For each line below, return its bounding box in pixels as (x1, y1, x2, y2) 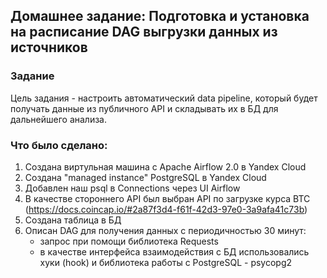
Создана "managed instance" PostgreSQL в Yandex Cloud (24, 171, 267, 183)
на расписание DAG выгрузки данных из (10, 24, 278, 41)
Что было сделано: (10, 138, 108, 152)
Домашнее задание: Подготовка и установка (10, 8, 310, 25)
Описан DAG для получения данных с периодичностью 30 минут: (24, 224, 307, 236)
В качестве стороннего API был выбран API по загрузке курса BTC (24, 192, 311, 204)
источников (10, 39, 88, 56)
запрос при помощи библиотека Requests (39, 235, 219, 247)
